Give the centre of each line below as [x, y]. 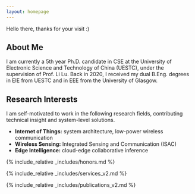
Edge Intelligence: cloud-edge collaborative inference [81, 151]
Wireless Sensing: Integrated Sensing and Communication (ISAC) [96, 144]
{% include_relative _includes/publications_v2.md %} [71, 185]
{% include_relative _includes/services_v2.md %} [67, 174]
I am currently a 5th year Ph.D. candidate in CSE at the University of [89, 62]
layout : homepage [28, 12]
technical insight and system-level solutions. [61, 120]
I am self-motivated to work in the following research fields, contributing [95, 114]
